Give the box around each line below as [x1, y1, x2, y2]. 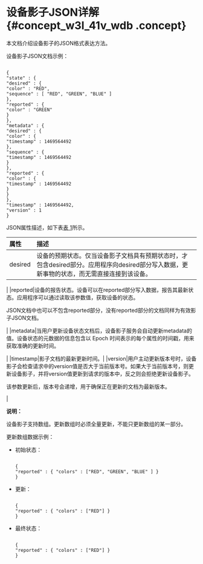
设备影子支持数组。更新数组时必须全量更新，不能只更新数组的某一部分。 [6, 420, 186, 427]
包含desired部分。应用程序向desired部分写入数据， [36, 261, 182, 269]
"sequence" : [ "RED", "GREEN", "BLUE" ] [6, 91, 112, 97]
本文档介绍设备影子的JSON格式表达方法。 [6, 39, 111, 47]
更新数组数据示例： [6, 433, 54, 440]
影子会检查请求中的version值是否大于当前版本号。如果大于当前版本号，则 [6, 362, 189, 369]
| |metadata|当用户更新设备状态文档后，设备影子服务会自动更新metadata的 [6, 327, 192, 334]
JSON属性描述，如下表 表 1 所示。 [6, 224, 88, 231]
